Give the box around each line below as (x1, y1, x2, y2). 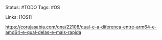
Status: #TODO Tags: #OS (5, 5, 60, 10)
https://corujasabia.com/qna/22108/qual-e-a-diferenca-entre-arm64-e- (5, 24, 157, 30)
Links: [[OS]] (5, 14, 32, 20)
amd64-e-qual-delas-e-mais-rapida (5, 29, 82, 35)
